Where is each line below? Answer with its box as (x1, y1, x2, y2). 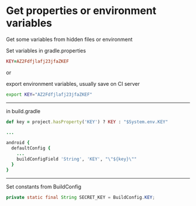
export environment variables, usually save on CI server (6, 80, 140, 87)
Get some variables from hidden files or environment (6, 36, 133, 43)
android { (6, 140, 30, 146)
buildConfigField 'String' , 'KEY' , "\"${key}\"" (16, 156, 137, 162)
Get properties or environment (6, 4, 156, 18)
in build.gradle (6, 107, 41, 114)
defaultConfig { (11, 145, 51, 151)
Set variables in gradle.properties (6, 47, 86, 54)
